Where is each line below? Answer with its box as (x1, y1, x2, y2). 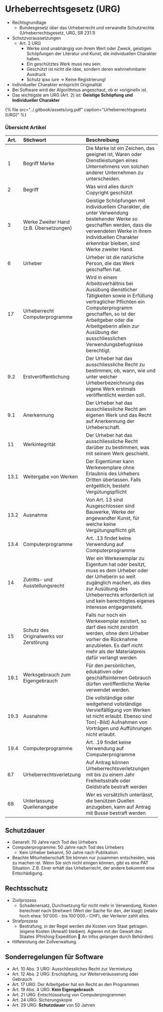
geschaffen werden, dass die (85, 222, 152, 229)
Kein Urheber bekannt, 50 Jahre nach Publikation (19, 850, 118, 856)
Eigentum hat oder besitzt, (85, 561, 146, 568)
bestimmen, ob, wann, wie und (85, 367, 156, 374)
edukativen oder (85, 668, 123, 675)
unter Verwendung (85, 210, 129, 216)
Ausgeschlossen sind (85, 503, 135, 509)
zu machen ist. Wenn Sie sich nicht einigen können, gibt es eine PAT (12, 860, 149, 866)
